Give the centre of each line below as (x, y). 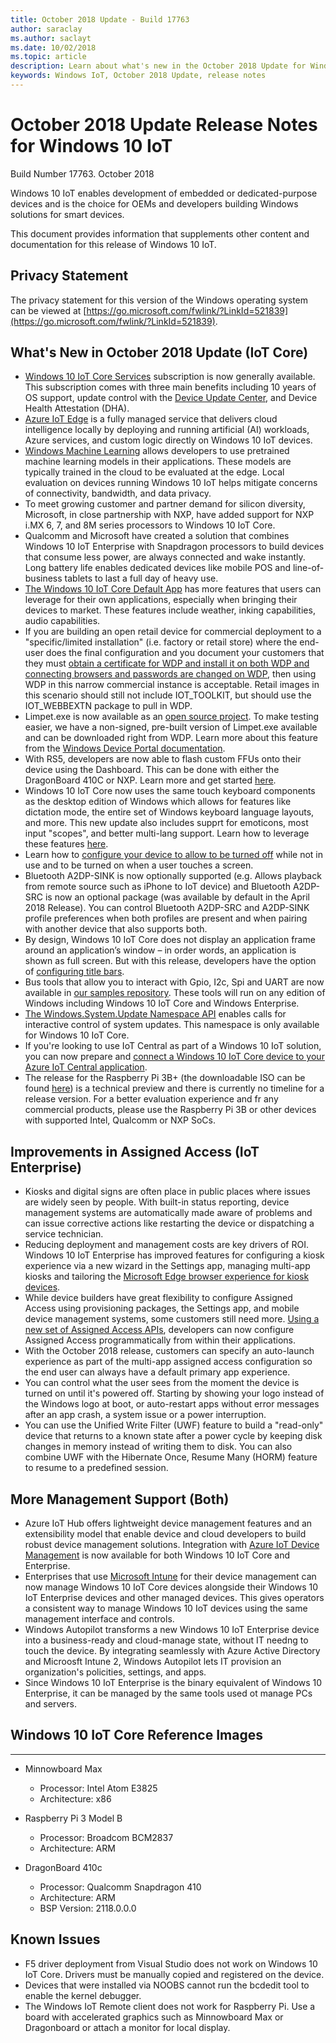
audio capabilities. (62, 621)
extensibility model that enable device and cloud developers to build (165, 1534)
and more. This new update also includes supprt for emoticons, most (166, 823)
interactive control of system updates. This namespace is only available (172, 1025)
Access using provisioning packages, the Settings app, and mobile (162, 1308)
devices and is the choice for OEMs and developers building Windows (154, 203)
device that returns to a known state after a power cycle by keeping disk (173, 1436)
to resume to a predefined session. (96, 1468)
